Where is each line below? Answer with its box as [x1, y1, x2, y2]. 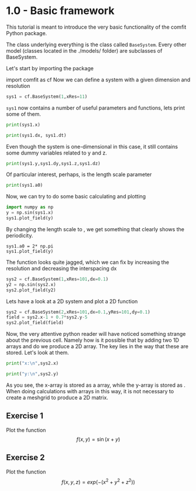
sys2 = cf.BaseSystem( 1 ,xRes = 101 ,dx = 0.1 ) [6, 276, 109, 282]
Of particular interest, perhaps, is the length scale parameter [6, 171, 152, 178]
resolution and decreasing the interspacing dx [6, 265, 117, 272]
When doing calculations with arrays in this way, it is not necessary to [6, 387, 174, 394]
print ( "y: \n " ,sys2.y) [6, 371, 59, 377]
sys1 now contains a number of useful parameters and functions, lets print [6, 104, 185, 111]
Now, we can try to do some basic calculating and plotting [6, 193, 146, 200]
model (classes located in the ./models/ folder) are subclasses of [6, 47, 163, 54]
